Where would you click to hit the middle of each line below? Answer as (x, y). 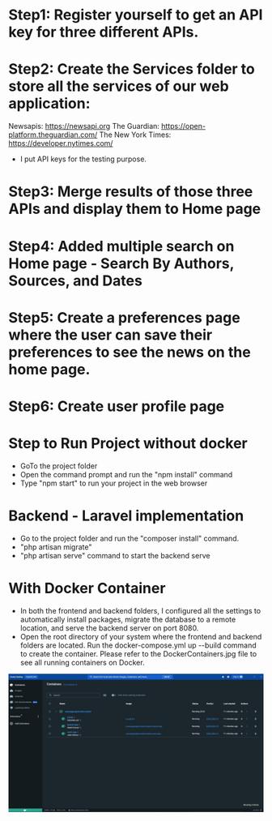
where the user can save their (110, 335)
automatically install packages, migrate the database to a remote (128, 619)
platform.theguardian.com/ (53, 135)
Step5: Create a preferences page (124, 317)
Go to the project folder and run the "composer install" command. (130, 538)
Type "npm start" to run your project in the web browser (114, 483)
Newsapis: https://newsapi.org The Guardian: (84, 126)
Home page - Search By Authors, (121, 263)
